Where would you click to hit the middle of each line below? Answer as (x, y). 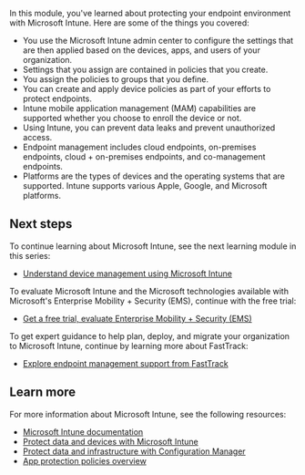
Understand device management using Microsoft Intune (127, 274)
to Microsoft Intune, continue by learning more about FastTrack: (129, 346)
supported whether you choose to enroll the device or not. (132, 118)
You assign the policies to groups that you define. (116, 79)
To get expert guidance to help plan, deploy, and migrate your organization (149, 336)
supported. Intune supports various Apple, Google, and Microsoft (145, 186)
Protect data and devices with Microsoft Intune (110, 441)
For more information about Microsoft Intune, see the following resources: (148, 414)
